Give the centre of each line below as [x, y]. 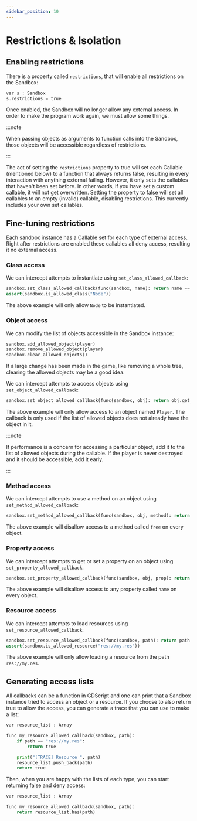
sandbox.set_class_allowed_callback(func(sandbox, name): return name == [98, 289]
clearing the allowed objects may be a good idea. [65, 372]
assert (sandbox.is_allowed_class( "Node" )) [59, 294]
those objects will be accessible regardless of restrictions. [76, 145]
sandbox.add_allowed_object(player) [51, 344]
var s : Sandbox [26, 93]
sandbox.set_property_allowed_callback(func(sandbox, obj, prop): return [98, 578]
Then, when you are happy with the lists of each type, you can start [88, 779]
